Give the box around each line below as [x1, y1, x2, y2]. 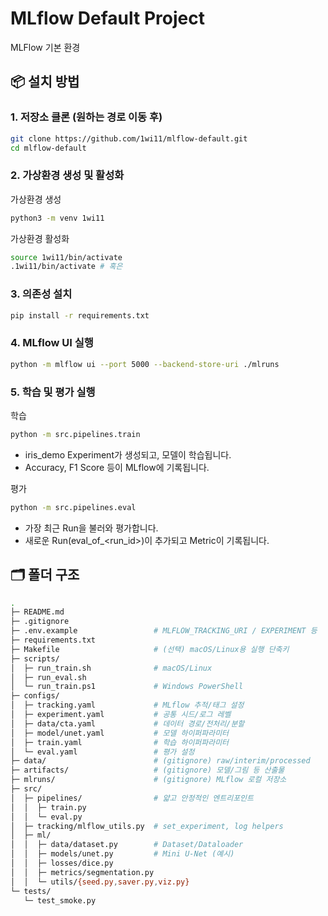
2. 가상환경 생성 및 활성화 [10, 168, 125, 182]
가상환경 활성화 [10, 232, 70, 244]
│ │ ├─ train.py [10, 802, 87, 812]
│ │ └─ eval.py [10, 812, 83, 822]
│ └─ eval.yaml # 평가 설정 [10, 747, 195, 757]
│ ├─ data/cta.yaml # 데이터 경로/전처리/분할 [10, 718, 245, 729]
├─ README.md [10, 607, 65, 617]
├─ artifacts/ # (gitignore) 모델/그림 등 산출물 [10, 765, 285, 776]
